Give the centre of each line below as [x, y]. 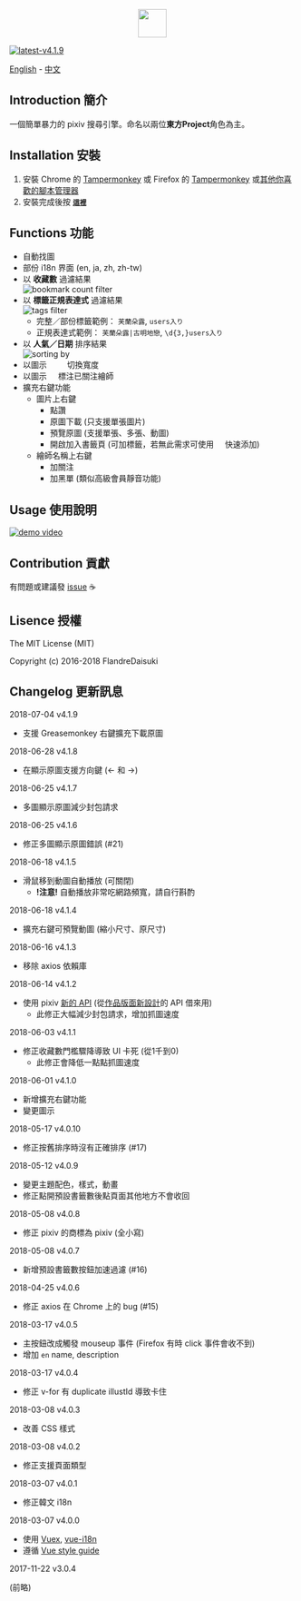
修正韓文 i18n [47, 1502]
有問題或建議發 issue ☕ [53, 587]
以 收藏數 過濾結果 [57, 279]
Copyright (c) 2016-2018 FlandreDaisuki [84, 661]
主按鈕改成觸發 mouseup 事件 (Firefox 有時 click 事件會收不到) [139, 1343]
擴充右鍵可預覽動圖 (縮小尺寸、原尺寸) [94, 929]
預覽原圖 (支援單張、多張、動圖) [109, 433]
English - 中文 [35, 69]
